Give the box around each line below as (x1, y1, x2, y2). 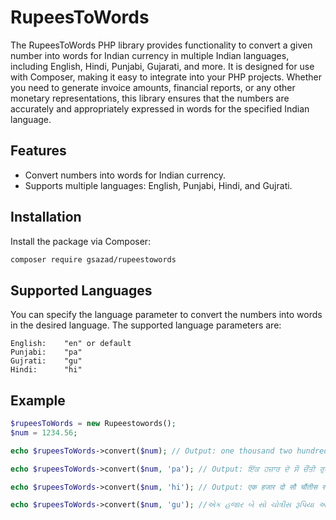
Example (10, 392, 66, 409)
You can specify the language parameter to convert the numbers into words (10, 309, 323, 321)
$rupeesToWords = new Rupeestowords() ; (10, 419, 177, 429)
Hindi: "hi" (10, 365, 83, 375)
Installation (10, 209, 82, 226)
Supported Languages (10, 282, 153, 299)
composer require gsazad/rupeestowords (10, 254, 177, 265)
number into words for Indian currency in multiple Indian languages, (10, 49, 290, 61)
